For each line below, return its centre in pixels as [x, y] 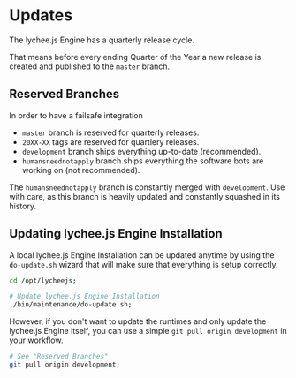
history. [23, 206]
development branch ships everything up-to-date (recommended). [141, 151]
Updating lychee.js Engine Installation [116, 234]
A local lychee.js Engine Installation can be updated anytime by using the [142, 255]
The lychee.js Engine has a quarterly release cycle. [102, 40]
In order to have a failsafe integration [76, 115]
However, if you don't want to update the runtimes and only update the [138, 321]
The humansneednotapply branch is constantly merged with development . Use [147, 187]
